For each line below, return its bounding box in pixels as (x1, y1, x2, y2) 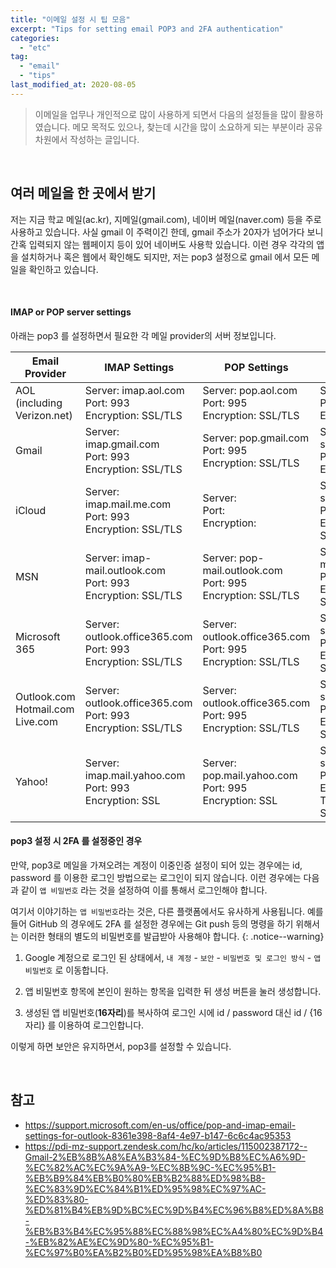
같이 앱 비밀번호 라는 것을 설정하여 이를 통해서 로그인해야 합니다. (20, 884, 268, 896)
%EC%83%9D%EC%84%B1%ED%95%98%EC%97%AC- (24, 1182, 267, 1195)
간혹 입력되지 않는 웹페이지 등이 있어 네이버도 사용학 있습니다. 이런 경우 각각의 (10, 238, 315, 250)
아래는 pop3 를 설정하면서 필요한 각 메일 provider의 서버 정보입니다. (10, 329, 277, 341)
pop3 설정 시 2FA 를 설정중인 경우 (10, 835, 143, 847)
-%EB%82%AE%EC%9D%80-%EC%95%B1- (24, 1236, 215, 1248)
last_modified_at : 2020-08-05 (10, 80, 137, 90)
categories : (10, 33, 60, 43)
